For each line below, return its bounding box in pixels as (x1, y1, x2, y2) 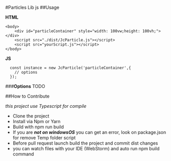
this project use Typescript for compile (5, 103, 87, 109)
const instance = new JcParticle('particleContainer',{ (10, 65, 131, 71)
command (12, 151, 34, 157)
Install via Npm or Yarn (12, 119, 61, 124)
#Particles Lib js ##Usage (5, 5, 60, 10)
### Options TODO (5, 83, 45, 89)
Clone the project (12, 113, 50, 119)
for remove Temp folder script (12, 135, 76, 141)
